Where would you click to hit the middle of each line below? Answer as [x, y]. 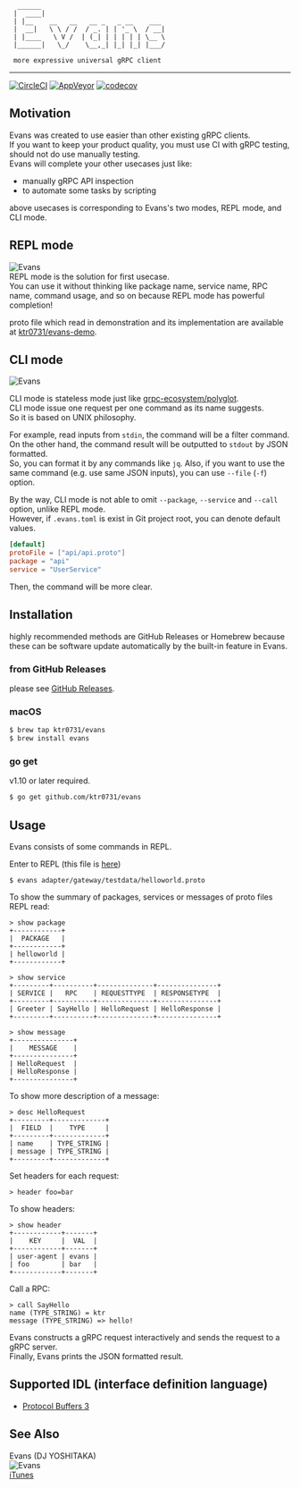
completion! [31, 305]
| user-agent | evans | [54, 1257]
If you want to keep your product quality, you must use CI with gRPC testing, [150, 144]
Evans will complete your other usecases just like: [101, 164]
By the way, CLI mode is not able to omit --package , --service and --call [144, 500]
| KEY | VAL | [54, 1241]
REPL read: [30, 907]
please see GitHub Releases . [62, 689]
